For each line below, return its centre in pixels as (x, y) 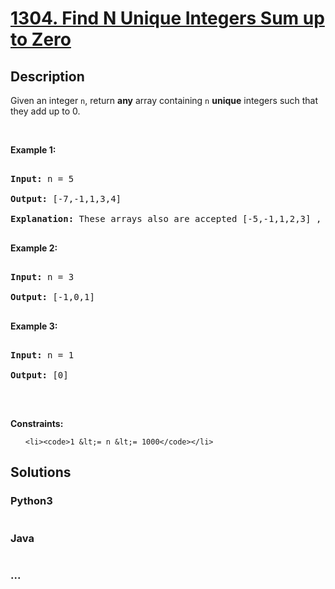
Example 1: (33, 150)
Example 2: (34, 248)
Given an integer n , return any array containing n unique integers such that (164, 100)
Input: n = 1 (42, 355)
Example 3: (34, 326)
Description (47, 76)
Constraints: (37, 423)
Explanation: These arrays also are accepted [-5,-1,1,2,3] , (166, 218)
